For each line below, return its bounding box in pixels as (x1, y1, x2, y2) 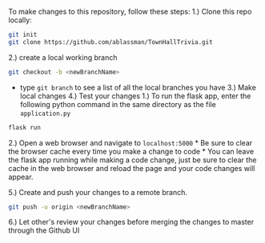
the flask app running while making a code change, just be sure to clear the (8, 155, 257, 165)
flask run (8, 123, 42, 131)
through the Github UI (8, 225, 80, 235)
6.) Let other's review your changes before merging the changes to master (8, 217, 255, 227)
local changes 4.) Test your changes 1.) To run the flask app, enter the (19, 91, 251, 101)
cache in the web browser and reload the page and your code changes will (8, 163, 255, 173)
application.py (19, 110, 71, 118)
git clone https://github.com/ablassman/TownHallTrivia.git (8, 38, 214, 46)
